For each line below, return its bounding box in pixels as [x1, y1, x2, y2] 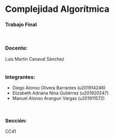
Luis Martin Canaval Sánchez [5, 56, 65, 62]
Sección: [5, 117, 27, 124]
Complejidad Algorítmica [5, 3, 110, 15]
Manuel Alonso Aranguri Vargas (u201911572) [12, 95, 105, 101]
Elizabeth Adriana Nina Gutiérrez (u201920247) [12, 90, 109, 96]
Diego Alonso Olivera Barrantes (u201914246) [12, 85, 106, 91]
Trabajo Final [5, 21, 37, 28]
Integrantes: [5, 73, 36, 80]
